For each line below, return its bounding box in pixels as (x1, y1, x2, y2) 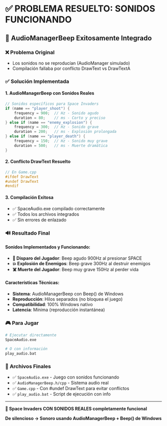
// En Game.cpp (5, 169, 37, 175)
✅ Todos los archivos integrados (12, 211, 80, 217)
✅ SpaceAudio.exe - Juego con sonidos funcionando (12, 374, 119, 380)
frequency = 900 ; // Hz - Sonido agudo (14, 110, 99, 115)
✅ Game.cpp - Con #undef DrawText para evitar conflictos (12, 385, 129, 391)
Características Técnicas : (5, 280, 60, 286)
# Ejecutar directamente (5, 333, 57, 338)
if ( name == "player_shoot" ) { (5, 106, 70, 111)
